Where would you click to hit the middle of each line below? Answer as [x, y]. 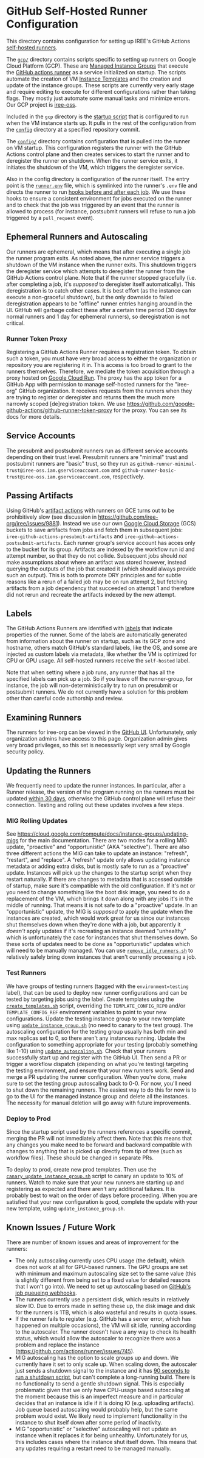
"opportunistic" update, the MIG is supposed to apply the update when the [100, 912]
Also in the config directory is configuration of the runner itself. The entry [98, 179]
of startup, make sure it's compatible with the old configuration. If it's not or [101, 886]
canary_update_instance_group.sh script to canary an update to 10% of [95, 1176]
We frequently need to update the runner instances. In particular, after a [96, 786]
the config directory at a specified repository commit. [73, 129]
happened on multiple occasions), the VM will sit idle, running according [105, 1325]
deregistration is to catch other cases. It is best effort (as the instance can [99, 290]
